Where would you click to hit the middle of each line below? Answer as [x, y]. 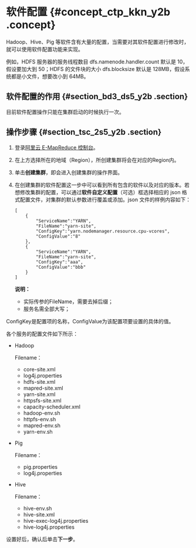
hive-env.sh [38, 508]
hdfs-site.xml [39, 381]
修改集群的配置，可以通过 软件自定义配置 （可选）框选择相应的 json [100, 192]
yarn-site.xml [39, 394]
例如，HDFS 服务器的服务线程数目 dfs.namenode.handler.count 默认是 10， [97, 62]
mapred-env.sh [42, 425]
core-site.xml [39, 369]
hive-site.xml [39, 515]
